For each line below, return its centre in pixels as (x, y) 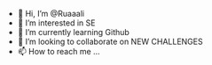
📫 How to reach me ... (59, 51)
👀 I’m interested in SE (56, 23)
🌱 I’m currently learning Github (74, 32)
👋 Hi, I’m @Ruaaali (51, 14)
